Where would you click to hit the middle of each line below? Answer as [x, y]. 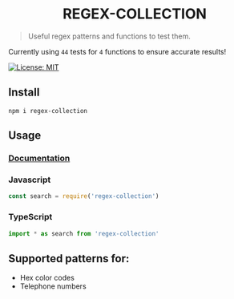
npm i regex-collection [48, 111]
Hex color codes [47, 278]
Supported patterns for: [69, 259]
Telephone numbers [53, 286]
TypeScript [30, 217]
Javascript [30, 180]
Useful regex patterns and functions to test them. [109, 36]
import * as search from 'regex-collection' [84, 233]
